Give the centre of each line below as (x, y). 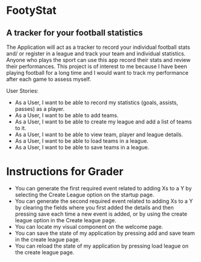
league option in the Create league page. (66, 220)
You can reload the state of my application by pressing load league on (101, 246)
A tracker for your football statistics (75, 33)
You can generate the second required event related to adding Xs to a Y (104, 201)
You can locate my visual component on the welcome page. (89, 226)
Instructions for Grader (65, 172)
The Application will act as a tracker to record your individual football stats (98, 47)
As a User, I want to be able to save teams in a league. (82, 147)
